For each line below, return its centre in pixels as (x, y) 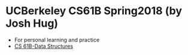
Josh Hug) (32, 23)
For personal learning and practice (57, 40)
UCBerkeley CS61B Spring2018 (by (94, 11)
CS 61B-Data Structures (43, 46)
